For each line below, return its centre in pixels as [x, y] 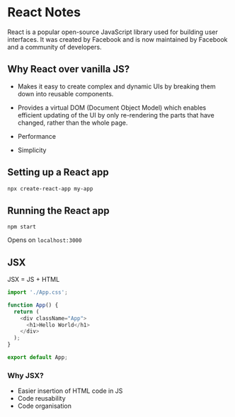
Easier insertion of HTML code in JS [70, 391]
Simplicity [32, 150]
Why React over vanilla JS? [68, 69]
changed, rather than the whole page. [73, 122]
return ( [27, 312]
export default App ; [38, 358]
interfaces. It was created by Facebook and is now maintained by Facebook [117, 39]
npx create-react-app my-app [50, 188]
